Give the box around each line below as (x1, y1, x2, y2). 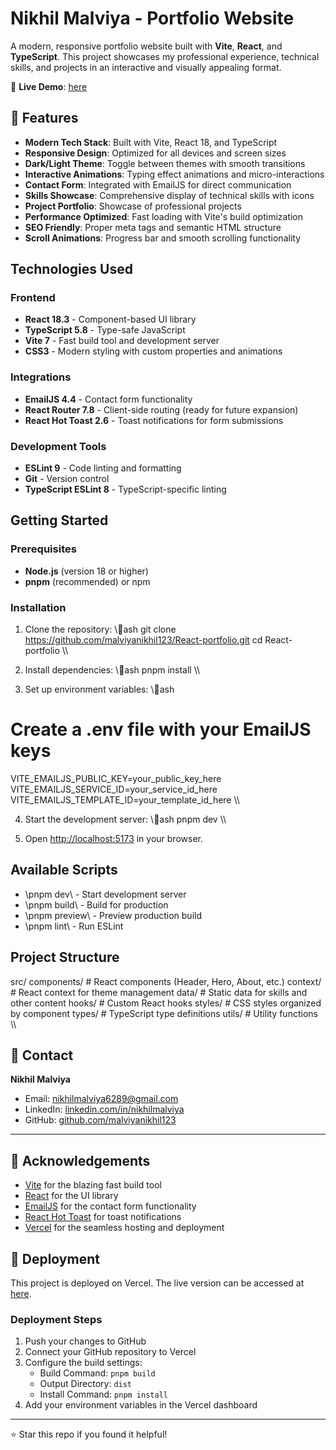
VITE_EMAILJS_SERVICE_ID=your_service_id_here (10, 783, 218, 795)
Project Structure (10, 949, 120, 966)
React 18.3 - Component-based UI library (24, 313, 197, 326)
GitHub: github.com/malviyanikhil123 (24, 1114, 177, 1126)
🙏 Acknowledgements (10, 1152, 151, 1169)
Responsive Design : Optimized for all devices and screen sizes (24, 147, 287, 159)
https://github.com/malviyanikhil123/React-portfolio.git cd (24, 634, 263, 646)
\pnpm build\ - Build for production (24, 898, 169, 911)
